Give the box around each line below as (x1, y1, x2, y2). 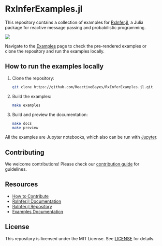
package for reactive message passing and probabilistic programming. (5, 24, 146, 30)
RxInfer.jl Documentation (12, 198, 61, 204)
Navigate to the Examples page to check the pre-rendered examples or (5, 43, 147, 49)
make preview (12, 125, 39, 131)
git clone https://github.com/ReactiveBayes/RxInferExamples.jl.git (12, 84, 153, 89)
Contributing (5, 148, 44, 156)
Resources (5, 180, 38, 189)
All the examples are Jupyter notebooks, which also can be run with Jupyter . (5, 134, 158, 140)
